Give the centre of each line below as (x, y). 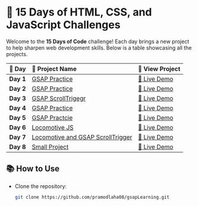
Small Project (50, 147)
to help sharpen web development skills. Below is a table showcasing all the (99, 48)
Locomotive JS (53, 127)
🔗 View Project (159, 69)
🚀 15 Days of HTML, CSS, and (79, 12)
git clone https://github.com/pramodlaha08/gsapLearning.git (92, 197)
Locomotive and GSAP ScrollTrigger (82, 137)
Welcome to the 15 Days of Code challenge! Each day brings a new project (98, 41)
